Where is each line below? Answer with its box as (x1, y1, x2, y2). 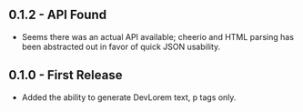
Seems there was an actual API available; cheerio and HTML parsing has (21, 31, 295, 42)
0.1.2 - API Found (8, 7, 106, 23)
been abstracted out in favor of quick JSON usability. (21, 41, 221, 52)
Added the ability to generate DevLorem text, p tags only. (21, 91, 237, 103)
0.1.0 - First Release (8, 67, 123, 83)
